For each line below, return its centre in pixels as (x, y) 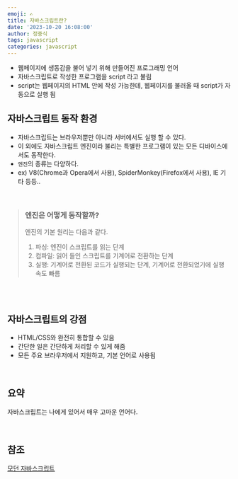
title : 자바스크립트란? (37, 21)
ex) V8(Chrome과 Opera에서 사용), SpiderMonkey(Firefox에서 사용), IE (118, 172)
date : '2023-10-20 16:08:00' (50, 27)
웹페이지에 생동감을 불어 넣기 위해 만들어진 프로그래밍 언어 (98, 68)
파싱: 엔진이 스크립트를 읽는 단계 (80, 247)
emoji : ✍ (20, 14)
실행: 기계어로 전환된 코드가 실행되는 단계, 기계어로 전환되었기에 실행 (130, 265)
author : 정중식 (28, 34)
